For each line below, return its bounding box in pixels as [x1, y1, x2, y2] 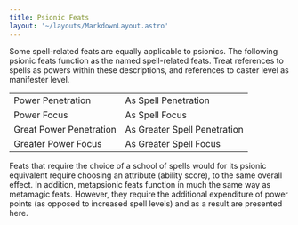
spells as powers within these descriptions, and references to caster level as [9, 64, 289, 76]
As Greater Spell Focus [125, 137, 221, 149]
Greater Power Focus [13, 137, 102, 149]
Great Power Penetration [13, 123, 117, 135]
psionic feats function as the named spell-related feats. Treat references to [9, 55, 285, 66]
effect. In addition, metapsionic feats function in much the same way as [9, 179, 271, 189]
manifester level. [9, 74, 70, 84]
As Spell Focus [125, 108, 187, 121]
